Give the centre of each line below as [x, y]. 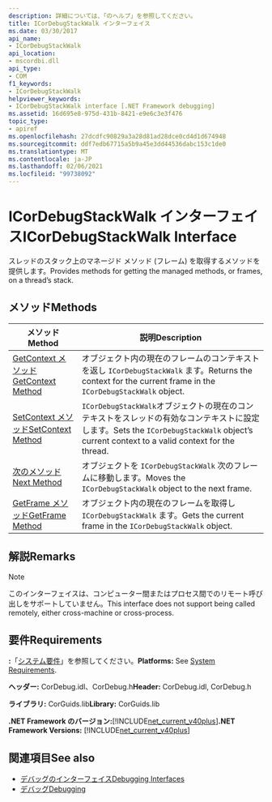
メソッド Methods [53, 307]
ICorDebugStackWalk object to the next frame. [167, 488]
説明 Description [171, 337]
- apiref [23, 129]
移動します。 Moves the [142, 477]
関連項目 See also [52, 758]
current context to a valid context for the [158, 441]
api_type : [25, 69]
